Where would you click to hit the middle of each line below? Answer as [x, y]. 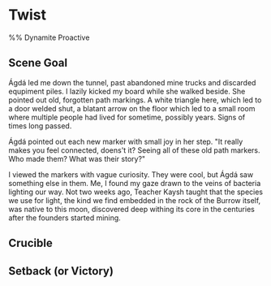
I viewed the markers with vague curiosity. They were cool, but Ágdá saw [131, 174]
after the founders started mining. [65, 218]
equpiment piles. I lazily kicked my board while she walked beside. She [127, 91]
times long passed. [40, 126]
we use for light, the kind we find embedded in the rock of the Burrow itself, [135, 200]
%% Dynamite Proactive [49, 37]
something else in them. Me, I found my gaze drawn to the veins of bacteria [135, 183]
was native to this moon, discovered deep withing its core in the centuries [132, 209]
